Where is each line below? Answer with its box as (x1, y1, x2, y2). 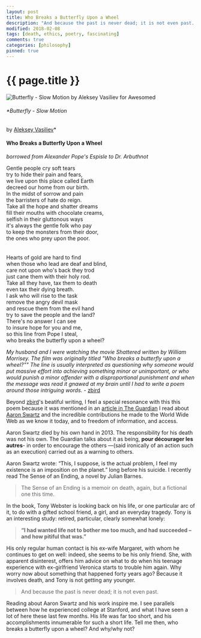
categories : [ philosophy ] (6, 43, 71, 49)
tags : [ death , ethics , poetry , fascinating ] (6, 31, 119, 37)
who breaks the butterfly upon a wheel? (6, 337, 105, 344)
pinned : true (6, 48, 39, 54)
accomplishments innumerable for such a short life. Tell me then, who (6, 619, 179, 626)
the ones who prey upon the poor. (6, 235, 90, 242)
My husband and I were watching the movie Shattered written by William (6, 349, 187, 356)
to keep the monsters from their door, (6, 229, 99, 236)
